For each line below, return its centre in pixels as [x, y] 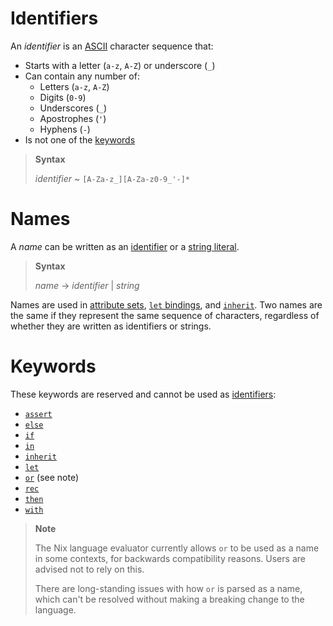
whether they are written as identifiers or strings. [111, 326]
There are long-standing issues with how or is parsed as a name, [168, 588]
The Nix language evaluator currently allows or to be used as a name [177, 548]
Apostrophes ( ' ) [73, 118]
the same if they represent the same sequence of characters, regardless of [165, 315]
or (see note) [52, 477]
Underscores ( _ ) [73, 108]
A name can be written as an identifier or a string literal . [125, 246]
